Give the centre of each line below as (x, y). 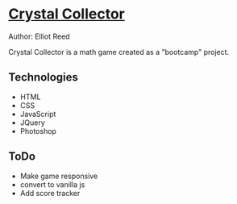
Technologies (44, 77)
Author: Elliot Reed (39, 36)
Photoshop (38, 131)
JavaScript (38, 114)
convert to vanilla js (52, 184)
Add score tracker (50, 193)
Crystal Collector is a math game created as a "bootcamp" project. (119, 52)
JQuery (33, 123)
